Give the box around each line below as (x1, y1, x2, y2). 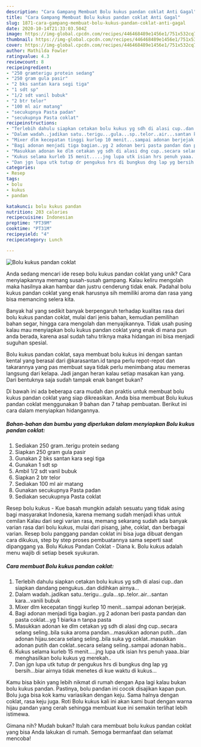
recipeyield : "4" (6, 231, 50, 237)
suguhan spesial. (6, 339, 48, 346)
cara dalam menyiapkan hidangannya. (6, 407, 100, 414)
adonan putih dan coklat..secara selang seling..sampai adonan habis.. (14, 642, 187, 649)
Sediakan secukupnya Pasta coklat (14, 492, 102, 500)
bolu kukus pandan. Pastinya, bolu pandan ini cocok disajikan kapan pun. (6, 685, 187, 692)
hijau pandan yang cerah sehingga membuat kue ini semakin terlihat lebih (6, 704, 188, 711)
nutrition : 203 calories (6, 209, 68, 215)
